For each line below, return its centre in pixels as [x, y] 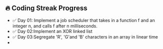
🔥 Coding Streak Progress [46, 8]
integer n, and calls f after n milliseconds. [55, 26]
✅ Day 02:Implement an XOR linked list [52, 31]
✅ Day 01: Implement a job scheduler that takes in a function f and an [83, 20]
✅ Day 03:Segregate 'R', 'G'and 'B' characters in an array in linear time [85, 36]
